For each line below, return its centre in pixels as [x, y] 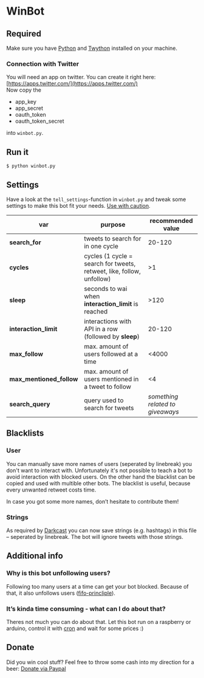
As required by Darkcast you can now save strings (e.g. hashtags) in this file [102, 530]
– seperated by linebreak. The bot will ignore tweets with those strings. [95, 536]
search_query [30, 404]
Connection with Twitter [43, 64]
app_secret [29, 108]
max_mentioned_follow [44, 379]
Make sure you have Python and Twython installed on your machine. [92, 48]
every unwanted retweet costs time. [51, 490]
